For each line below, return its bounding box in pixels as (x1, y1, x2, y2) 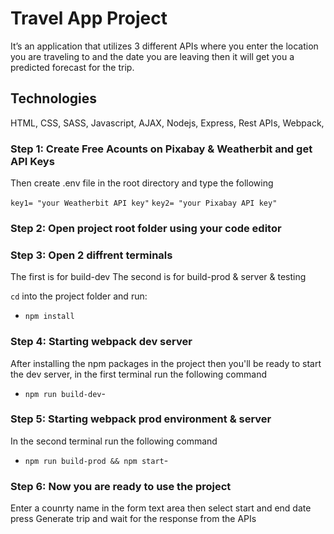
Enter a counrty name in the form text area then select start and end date (10, 502, 312, 514)
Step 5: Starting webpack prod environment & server (10, 412, 272, 426)
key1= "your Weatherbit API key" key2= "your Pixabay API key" (10, 198, 278, 209)
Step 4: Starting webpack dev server (10, 335, 193, 349)
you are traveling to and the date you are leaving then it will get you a (10, 50, 295, 62)
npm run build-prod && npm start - (24, 454, 169, 466)
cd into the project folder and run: (10, 290, 148, 302)
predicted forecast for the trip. (10, 61, 135, 73)
